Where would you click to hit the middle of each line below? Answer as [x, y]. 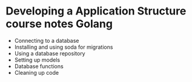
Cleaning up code [36, 72]
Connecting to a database [47, 40]
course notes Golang [59, 24]
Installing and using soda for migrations [64, 47]
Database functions [39, 66]
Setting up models [37, 60]
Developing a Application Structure [96, 11]
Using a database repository [50, 53]
